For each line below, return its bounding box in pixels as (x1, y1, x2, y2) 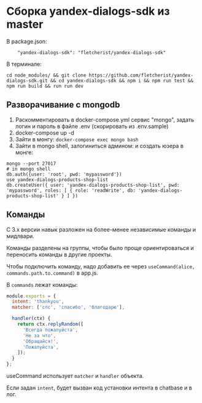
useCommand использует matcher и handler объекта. (6, 372, 144, 380)
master (6, 17, 44, 31)
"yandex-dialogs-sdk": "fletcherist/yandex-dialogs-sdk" (17, 49, 166, 56)
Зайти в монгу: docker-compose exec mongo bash (15, 135, 139, 143)
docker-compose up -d (15, 129, 75, 136)
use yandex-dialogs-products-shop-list (6, 176, 109, 182)
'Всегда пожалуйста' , (22, 327, 79, 333)
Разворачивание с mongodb (6, 100, 120, 110)
